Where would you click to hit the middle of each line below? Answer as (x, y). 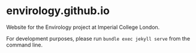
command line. (25, 45)
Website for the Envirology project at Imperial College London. (83, 27)
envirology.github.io (58, 11)
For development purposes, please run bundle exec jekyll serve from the (98, 38)
